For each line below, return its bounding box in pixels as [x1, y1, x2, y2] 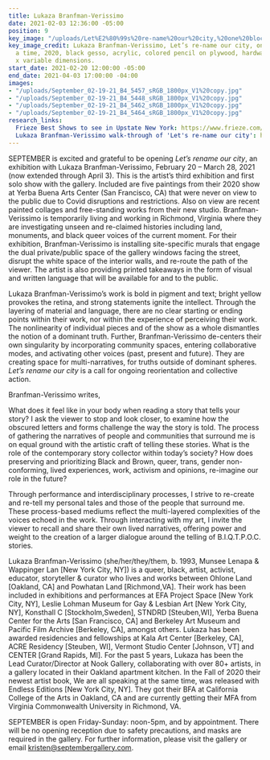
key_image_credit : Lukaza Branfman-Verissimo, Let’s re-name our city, [8, 42, 253, 50]
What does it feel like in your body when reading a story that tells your [8, 405, 240, 415]
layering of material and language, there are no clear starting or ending [8, 306, 243, 315]
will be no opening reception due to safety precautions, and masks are [8, 725, 242, 735]
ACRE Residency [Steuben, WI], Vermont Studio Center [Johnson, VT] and [8, 641, 255, 651]
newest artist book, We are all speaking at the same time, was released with [8, 676, 260, 685]
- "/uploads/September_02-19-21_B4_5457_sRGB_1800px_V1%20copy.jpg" [8, 86, 243, 95]
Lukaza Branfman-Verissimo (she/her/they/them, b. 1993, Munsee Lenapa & [8, 556, 260, 565]
